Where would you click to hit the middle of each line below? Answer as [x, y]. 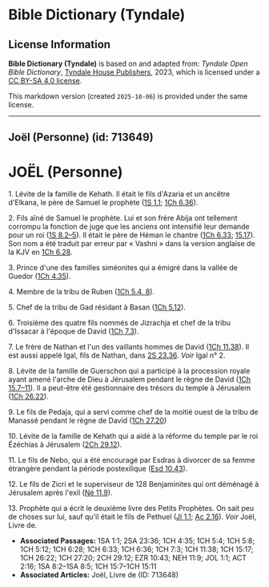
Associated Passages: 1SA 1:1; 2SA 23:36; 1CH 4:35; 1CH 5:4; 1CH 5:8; [137, 541]
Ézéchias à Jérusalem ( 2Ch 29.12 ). [65, 445]
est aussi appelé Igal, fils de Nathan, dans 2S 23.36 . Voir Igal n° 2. [117, 355]
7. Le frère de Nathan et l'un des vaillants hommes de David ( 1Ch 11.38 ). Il [129, 347]
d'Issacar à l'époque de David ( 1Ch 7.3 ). [74, 331]
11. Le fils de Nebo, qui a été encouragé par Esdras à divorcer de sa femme [132, 460]
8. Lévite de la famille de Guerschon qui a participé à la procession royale [129, 371]
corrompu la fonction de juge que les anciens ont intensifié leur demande [129, 227]
